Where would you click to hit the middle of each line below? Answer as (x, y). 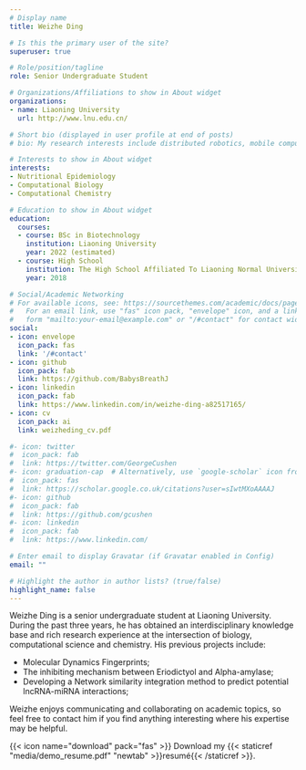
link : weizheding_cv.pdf (65, 430)
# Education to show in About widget (81, 210)
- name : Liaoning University (65, 109)
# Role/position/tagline (56, 68)
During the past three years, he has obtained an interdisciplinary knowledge (152, 625)
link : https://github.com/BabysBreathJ (93, 380)
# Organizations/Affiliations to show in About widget (116, 93)
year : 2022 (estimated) (71, 253)
